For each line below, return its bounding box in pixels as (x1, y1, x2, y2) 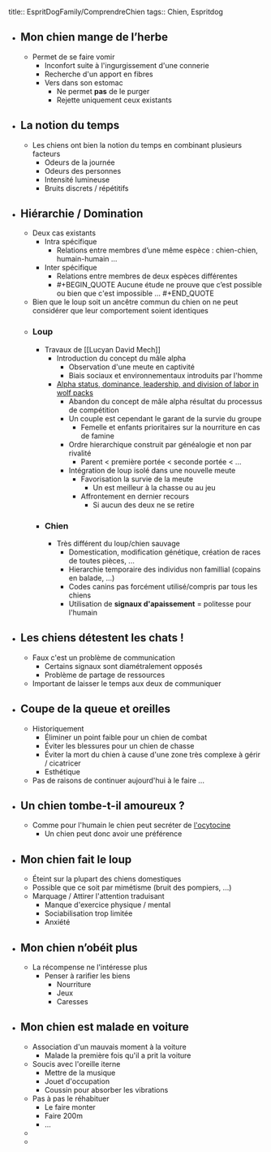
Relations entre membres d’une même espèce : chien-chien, (56, 245, 258, 255)
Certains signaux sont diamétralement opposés (44, 661, 203, 671)
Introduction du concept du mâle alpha (56, 353, 187, 363)
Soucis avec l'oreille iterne (32, 1059, 121, 1068)
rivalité (68, 448, 92, 458)
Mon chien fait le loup (19, 852, 132, 866)
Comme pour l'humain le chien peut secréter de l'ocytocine (32, 820, 231, 831)
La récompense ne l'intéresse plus (32, 962, 148, 973)
